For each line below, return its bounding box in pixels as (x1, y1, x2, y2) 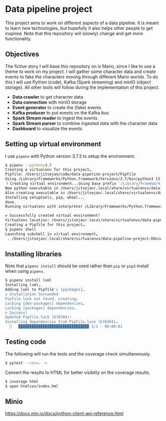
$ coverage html (5, 379, 39, 384)
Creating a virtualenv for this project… (5, 167, 92, 172)
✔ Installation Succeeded (5, 292, 58, 297)
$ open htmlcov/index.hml (5, 383, 58, 389)
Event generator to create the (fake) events (12, 104, 101, 110)
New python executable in (5, 185, 58, 190)
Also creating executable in (5, 190, 65, 195)
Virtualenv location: (5, 218, 50, 223)
